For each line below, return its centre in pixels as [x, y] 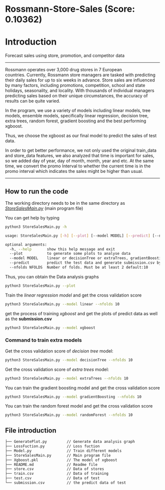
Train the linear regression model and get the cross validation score [73, 295]
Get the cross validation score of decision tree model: [59, 351]
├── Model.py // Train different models [63, 451]
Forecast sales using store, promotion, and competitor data [65, 55]
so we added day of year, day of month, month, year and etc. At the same [80, 161]
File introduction [31, 430]
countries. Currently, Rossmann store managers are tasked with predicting [80, 75]
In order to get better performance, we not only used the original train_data [81, 150]
